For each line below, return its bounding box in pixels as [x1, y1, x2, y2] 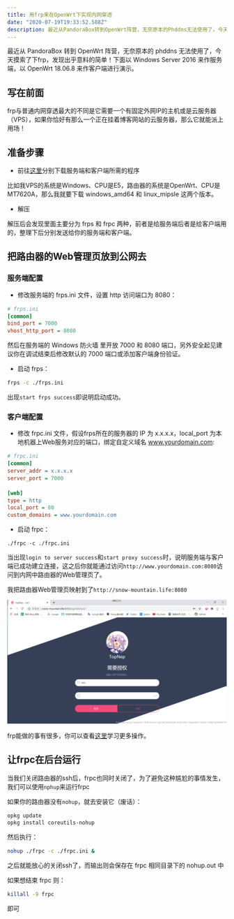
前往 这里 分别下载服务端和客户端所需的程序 [17, 166, 140, 175]
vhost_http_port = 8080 [7, 328, 77, 334]
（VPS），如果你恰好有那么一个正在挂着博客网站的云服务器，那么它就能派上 [7, 115, 224, 124]
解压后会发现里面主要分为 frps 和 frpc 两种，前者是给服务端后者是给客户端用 [7, 220, 227, 228]
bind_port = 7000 [7, 320, 58, 328]
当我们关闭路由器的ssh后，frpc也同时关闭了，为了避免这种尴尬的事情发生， [7, 774, 225, 782]
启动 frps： [17, 365, 50, 373]
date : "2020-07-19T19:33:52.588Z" [7, 18, 108, 26]
